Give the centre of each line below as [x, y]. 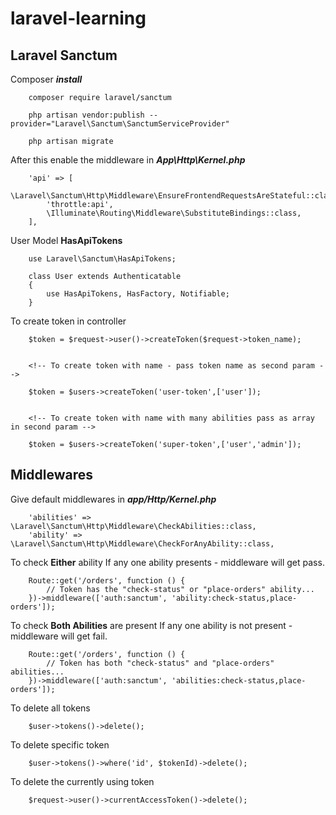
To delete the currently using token [82, 781]
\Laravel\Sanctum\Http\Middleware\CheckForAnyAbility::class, [142, 543]
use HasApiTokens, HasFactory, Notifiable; [138, 294]
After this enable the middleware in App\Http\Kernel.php [128, 160]
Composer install [46, 79]
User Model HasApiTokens [66, 240]
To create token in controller [68, 321]
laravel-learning [78, 18]
